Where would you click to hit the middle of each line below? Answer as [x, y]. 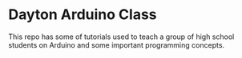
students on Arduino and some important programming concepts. [117, 44]
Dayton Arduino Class [83, 15]
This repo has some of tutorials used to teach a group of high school [121, 37]
